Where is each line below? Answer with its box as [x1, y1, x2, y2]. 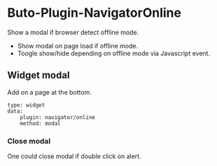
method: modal [20, 120, 61, 127]
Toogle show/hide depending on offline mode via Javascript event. [17, 49, 211, 57]
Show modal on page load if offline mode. [17, 41, 139, 50]
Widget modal [7, 69, 70, 81]
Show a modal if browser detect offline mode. [7, 28, 139, 36]
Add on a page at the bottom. [7, 88, 92, 96]
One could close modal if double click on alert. [7, 152, 141, 160]
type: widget [7, 102, 45, 109]
